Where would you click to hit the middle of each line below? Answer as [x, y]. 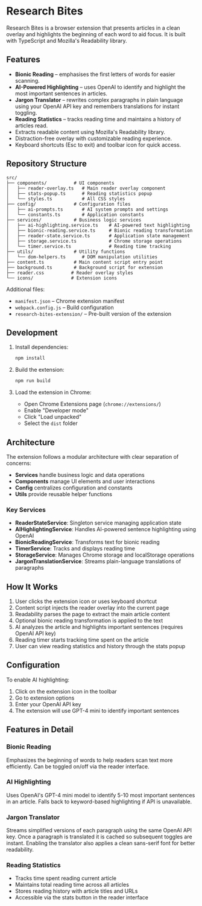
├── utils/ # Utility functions [66, 252]
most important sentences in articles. [61, 93]
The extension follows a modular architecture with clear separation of [93, 456]
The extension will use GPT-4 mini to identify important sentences [97, 710]
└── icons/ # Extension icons [62, 278]
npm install [30, 358]
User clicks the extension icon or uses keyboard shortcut [86, 601]
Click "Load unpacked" [53, 417]
